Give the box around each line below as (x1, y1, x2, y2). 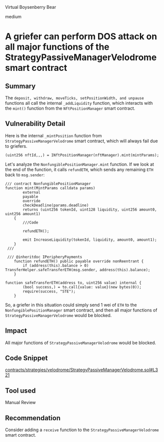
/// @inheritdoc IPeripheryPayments (7, 254, 82, 259)
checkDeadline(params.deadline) (23, 203, 89, 208)
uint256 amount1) (5, 211, 41, 216)
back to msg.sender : (5, 172, 45, 178)
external (23, 189, 41, 195)
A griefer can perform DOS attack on (5, 31, 157, 42)
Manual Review (5, 400, 36, 406)
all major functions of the (5, 41, 109, 53)
